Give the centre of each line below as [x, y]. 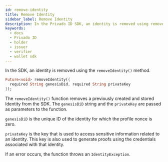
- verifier [21, 51]
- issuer [19, 47]
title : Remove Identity [30, 14]
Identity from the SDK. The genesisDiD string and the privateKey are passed [83, 104]
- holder [19, 42]
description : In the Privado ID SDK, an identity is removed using [77, 24]
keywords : [15, 28]
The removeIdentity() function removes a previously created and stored [79, 98]
